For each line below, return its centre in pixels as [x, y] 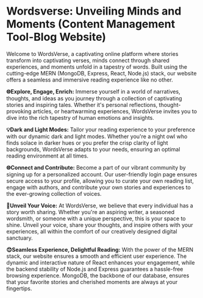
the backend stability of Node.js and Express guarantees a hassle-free [95, 269]
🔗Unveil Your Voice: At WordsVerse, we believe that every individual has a [100, 206]
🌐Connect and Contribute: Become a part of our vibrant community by [96, 167]
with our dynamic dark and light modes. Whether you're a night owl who [97, 136]
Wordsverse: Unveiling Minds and [94, 11]
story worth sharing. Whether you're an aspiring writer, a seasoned [91, 212]
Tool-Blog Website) [56, 37]
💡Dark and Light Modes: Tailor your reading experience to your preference [101, 130]
